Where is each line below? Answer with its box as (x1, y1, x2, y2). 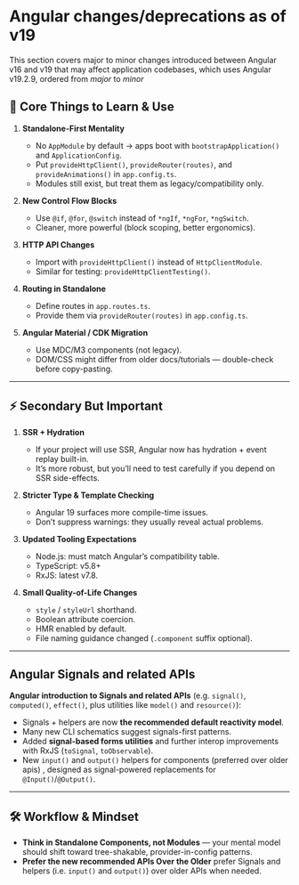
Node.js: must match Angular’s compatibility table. (35, 550, 220, 562)
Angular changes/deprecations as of (9, 6, 287, 27)
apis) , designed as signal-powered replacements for (21, 764, 216, 775)
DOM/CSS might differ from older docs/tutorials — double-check (35, 353, 274, 364)
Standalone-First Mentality (21, 123, 125, 134)
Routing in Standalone (21, 283, 107, 294)
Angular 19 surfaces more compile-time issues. (35, 507, 209, 517)
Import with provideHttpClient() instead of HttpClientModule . (35, 256, 263, 267)
